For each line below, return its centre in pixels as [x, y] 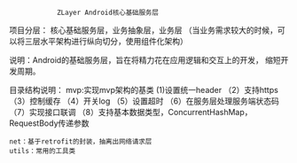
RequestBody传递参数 [50, 123]
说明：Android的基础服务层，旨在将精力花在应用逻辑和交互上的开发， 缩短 [145, 60]
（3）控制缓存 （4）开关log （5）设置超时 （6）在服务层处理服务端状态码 [144, 101]
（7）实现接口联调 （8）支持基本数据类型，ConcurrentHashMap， [131, 112]
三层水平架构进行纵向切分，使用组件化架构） [106, 41]
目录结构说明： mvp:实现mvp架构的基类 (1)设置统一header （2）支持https [144, 90]
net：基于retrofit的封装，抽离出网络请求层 [81, 142]
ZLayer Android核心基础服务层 [108, 12]
